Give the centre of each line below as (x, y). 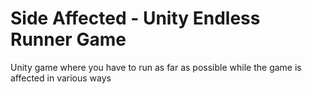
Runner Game (68, 39)
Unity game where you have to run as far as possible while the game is (156, 67)
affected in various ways (61, 78)
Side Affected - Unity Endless (135, 18)
